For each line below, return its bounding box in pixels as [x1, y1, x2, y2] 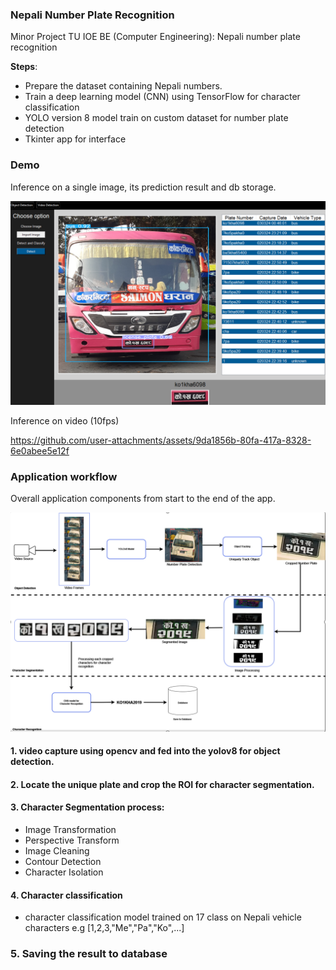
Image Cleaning [24, 845, 90, 857]
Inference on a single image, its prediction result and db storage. [10, 181, 277, 193]
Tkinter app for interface [24, 133, 127, 145]
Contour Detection [24, 856, 102, 868]
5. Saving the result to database [10, 947, 168, 961]
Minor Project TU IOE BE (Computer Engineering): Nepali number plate [10, 31, 301, 43]
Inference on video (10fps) [10, 414, 120, 427]
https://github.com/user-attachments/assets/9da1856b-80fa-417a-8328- [10, 434, 312, 446]
